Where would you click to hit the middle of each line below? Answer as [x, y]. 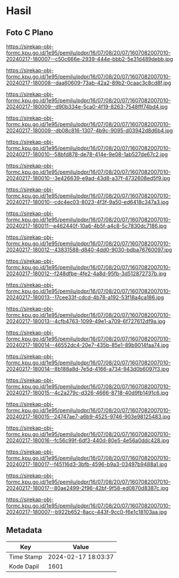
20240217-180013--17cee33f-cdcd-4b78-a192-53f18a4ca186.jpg [85, 297]
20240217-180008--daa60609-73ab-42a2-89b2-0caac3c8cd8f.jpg [89, 83]
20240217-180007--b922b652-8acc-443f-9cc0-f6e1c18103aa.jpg [87, 512]
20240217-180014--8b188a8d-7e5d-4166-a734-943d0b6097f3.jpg [87, 369]
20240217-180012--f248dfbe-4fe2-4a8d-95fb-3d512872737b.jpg [86, 273]
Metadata [24, 530]
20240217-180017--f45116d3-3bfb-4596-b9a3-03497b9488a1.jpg [87, 464]
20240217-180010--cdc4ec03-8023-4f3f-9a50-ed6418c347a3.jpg [87, 202]
